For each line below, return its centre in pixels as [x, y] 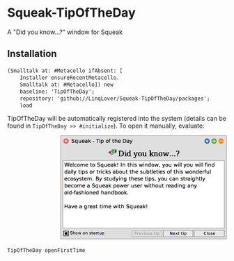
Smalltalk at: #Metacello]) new [67, 85]
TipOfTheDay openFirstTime [46, 250]
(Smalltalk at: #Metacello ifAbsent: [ [65, 71]
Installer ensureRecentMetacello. [70, 78]
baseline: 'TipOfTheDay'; [57, 92]
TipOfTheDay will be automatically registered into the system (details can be [117, 118]
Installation [32, 54]
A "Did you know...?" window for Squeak [65, 32]
